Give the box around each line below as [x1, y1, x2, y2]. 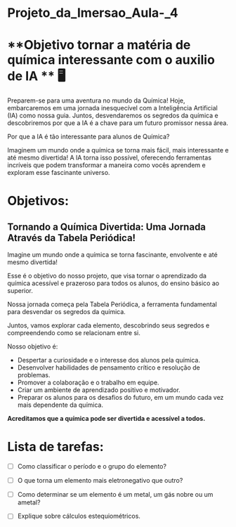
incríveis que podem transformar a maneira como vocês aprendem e [7, 161, 206, 169]
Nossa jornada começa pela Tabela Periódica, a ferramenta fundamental [7, 300, 218, 308]
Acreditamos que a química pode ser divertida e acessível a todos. [7, 415, 206, 423]
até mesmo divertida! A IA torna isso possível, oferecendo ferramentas [7, 153, 212, 162]
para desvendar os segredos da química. [7, 308, 126, 316]
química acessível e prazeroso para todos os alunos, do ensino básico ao [7, 279, 220, 287]
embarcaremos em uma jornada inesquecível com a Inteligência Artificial [7, 104, 218, 112]
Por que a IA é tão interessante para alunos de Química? [7, 132, 170, 141]
